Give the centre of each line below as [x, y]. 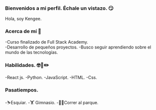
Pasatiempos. [22, 90]
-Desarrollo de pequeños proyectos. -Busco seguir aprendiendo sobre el [78, 47]
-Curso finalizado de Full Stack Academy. [47, 42]
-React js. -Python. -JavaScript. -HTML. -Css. [51, 77]
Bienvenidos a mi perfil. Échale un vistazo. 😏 [59, 8]
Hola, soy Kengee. [23, 19]
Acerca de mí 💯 [23, 31]
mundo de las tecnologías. [32, 52]
